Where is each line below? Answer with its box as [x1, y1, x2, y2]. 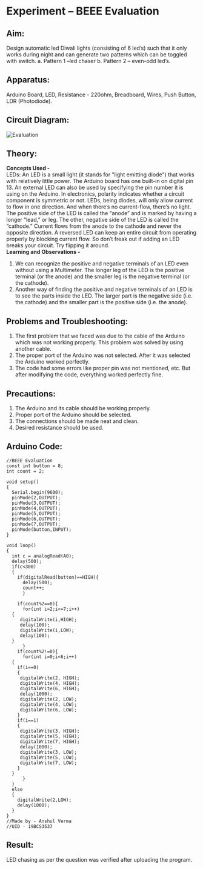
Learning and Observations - [6, 248, 81, 256]
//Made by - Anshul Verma [6, 818, 72, 824]
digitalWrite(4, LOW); [19, 701, 78, 707]
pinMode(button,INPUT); [12, 526, 72, 533]
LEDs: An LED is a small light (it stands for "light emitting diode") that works [6, 171, 195, 178]
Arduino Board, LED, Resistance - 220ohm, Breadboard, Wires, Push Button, [6, 91, 196, 98]
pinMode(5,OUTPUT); [12, 510, 61, 516]
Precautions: [6, 388, 56, 399]
